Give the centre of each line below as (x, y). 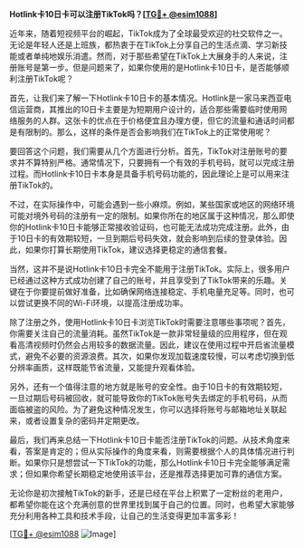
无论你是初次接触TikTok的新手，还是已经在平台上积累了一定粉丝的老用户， (148, 493)
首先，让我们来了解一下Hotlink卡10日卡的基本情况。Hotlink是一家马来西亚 (147, 98)
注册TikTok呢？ (45, 79)
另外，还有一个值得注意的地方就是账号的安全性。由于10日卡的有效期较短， (148, 387)
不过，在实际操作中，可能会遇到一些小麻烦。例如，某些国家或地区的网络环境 (152, 204)
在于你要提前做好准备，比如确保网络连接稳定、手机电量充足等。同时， (147, 292)
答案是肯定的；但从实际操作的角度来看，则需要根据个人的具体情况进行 (156, 451)
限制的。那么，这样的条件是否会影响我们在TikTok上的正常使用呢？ (148, 132)
